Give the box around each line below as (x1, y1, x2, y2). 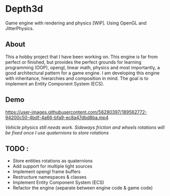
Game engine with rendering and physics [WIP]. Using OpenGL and (5, 20, 147, 26)
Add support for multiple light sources (12, 163, 93, 170)
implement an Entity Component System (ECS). (5, 80, 104, 87)
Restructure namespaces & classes (12, 174, 87, 180)
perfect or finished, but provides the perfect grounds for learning (5, 59, 141, 65)
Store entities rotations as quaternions (12, 158, 93, 164)
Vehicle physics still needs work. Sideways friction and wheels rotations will (5, 124, 165, 130)
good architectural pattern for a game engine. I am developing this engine (5, 70, 160, 76)
